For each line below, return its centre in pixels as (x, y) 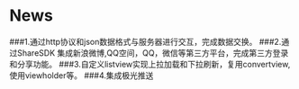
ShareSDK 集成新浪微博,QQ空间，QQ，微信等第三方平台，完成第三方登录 (153, 53)
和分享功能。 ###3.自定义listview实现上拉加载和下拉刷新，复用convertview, (150, 64)
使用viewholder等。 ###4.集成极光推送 (82, 75)
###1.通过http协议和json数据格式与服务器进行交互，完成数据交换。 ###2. (145, 41)
